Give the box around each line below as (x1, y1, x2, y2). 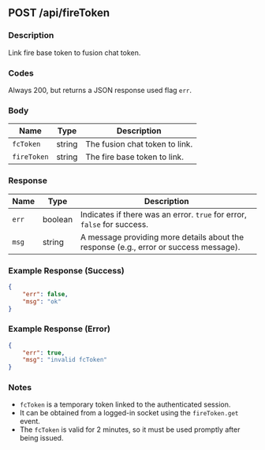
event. (19, 417, 41, 426)
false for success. (80, 218, 148, 229)
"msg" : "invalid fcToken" (22, 356, 108, 364)
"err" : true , (22, 348, 65, 357)
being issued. (19, 433, 64, 443)
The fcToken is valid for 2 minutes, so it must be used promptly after (19, 425, 241, 434)
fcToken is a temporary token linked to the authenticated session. (19, 400, 231, 409)
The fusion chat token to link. (85, 139, 193, 150)
